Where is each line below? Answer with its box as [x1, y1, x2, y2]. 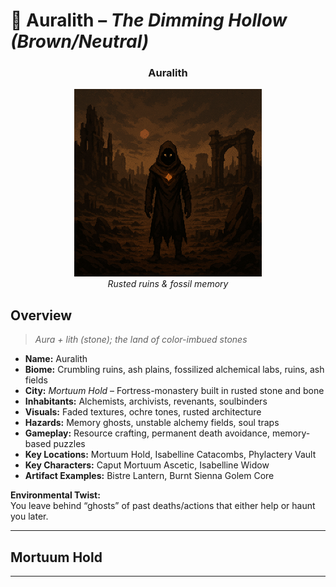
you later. [10, 510, 49, 523]
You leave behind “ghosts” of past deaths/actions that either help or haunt [10, 500, 316, 512]
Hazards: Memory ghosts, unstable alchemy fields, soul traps [24, 417, 280, 429]
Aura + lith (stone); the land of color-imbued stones [34, 334, 248, 346]
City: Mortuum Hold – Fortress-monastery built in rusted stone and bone [24, 385, 325, 397]
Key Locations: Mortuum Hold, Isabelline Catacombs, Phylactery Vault [24, 449, 317, 461]
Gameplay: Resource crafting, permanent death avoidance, [24, 427, 270, 439]
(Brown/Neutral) [10, 30, 150, 53]
